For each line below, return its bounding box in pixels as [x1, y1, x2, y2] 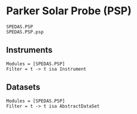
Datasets [6, 82, 41, 93]
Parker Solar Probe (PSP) [6, 4, 132, 18]
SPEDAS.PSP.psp [6, 28, 44, 35]
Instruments [6, 45, 53, 55]
